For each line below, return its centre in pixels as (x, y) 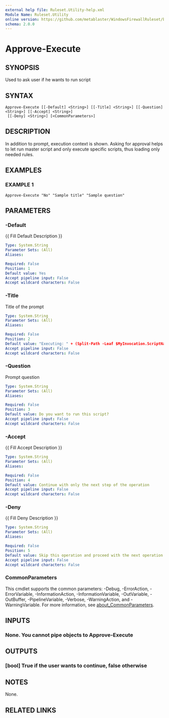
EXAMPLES (23, 171)
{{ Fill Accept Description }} (34, 448)
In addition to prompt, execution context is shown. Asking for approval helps (84, 143)
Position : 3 (18, 410)
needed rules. (20, 154)
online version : (22, 19)
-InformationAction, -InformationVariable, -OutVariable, (92, 594)
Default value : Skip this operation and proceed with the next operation (84, 555)
